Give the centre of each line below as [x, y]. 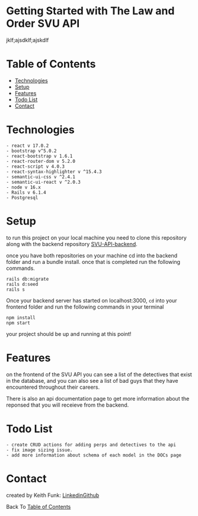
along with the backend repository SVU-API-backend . [72, 244]
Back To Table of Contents [39, 506]
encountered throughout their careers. [53, 387]
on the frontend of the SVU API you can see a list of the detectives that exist [99, 374]
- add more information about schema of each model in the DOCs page [94, 455]
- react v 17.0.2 [28, 146]
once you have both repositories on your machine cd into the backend [92, 255]
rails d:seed [22, 284]
